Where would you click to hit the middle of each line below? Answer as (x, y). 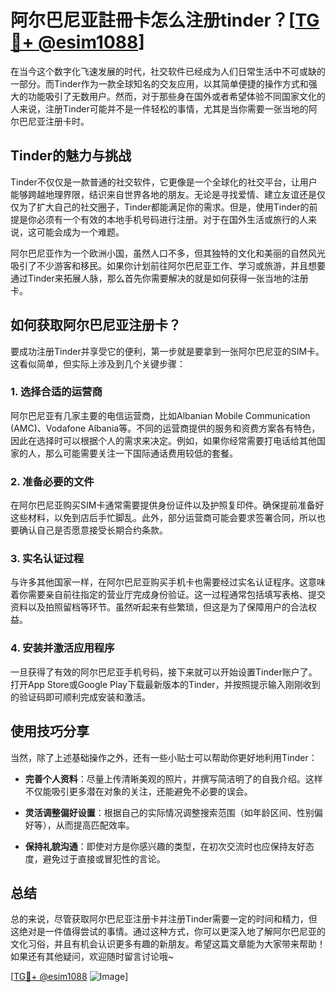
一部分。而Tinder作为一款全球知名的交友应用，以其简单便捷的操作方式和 (159, 83)
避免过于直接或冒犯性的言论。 (104, 858)
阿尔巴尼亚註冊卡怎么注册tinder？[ (153, 20)
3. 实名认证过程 (47, 559)
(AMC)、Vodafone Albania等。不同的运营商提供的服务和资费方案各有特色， (165, 428)
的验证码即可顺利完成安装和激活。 (80, 697)
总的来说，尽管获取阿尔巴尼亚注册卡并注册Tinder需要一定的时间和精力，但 (164, 919)
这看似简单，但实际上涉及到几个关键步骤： (98, 363)
